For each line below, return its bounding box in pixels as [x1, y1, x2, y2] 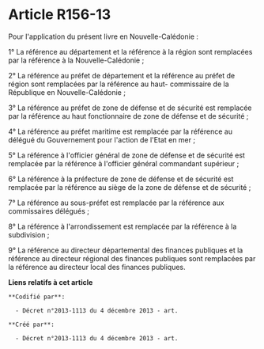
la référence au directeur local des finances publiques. [8, 262, 186, 271]
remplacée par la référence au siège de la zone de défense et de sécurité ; [8, 182, 251, 192]
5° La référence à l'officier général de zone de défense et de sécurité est [8, 150, 245, 160]
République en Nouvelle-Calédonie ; [8, 87, 126, 97]
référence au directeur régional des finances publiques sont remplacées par [8, 253, 256, 263]
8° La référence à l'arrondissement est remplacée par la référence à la [8, 222, 237, 231]
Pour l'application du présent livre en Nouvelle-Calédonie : [8, 32, 199, 41]
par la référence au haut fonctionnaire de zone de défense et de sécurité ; [8, 111, 249, 120]
